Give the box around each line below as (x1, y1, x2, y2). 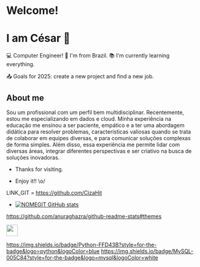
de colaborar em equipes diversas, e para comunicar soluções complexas (6, 134, 191, 141)
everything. (6, 61, 35, 68)
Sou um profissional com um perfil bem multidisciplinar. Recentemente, (6, 109, 184, 116)
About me (6, 92, 44, 103)
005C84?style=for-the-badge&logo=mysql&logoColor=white (6, 254, 159, 261)
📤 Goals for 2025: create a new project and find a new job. (6, 73, 155, 80)
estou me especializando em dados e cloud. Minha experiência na (6, 115, 172, 122)
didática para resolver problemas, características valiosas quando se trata (6, 128, 192, 135)
